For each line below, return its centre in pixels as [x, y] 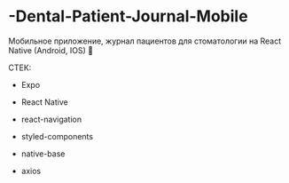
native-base [43, 154]
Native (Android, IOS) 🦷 [51, 50]
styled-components [57, 136]
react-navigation [51, 119]
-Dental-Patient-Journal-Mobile [129, 16]
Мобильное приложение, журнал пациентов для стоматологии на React [145, 41]
